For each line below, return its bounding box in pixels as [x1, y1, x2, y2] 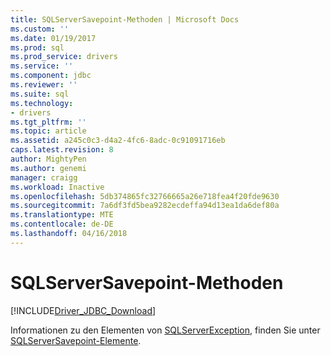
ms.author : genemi [10, 163, 87, 173]
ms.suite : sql [10, 89, 70, 99]
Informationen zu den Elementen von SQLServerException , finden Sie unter [10, 324, 321, 336]
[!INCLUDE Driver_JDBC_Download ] [10, 304, 157, 316]
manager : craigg [10, 172, 78, 183]
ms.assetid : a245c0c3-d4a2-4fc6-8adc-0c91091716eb [10, 136, 226, 146]
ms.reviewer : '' [10, 80, 78, 90]
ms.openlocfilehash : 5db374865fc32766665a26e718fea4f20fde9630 [10, 191, 280, 201]
